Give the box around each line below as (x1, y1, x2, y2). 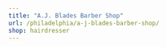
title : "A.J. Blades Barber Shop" (8, 11, 124, 20)
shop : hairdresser (8, 26, 70, 34)
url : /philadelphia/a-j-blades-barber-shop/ (8, 19, 160, 27)
